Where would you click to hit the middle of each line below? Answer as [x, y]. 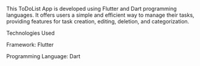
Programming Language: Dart [43, 56]
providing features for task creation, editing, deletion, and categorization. [98, 21]
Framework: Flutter [30, 45]
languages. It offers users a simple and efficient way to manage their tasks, [100, 15]
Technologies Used [30, 33]
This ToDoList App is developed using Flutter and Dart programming [92, 9]
